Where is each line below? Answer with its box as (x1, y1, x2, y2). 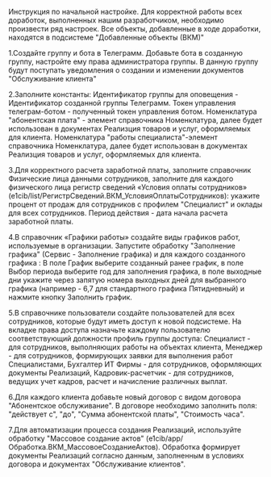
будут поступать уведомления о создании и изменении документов (8, 65, 244, 75)
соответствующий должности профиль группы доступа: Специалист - (8, 334, 252, 343)
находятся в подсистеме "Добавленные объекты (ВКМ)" (8, 32, 204, 42)
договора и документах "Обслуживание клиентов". (8, 459, 186, 469)
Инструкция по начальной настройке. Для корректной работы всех (8, 7, 243, 16)
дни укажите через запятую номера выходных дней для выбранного (8, 275, 247, 285)
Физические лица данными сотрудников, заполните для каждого (8, 174, 234, 183)
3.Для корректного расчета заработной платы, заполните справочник (8, 165, 252, 174)
